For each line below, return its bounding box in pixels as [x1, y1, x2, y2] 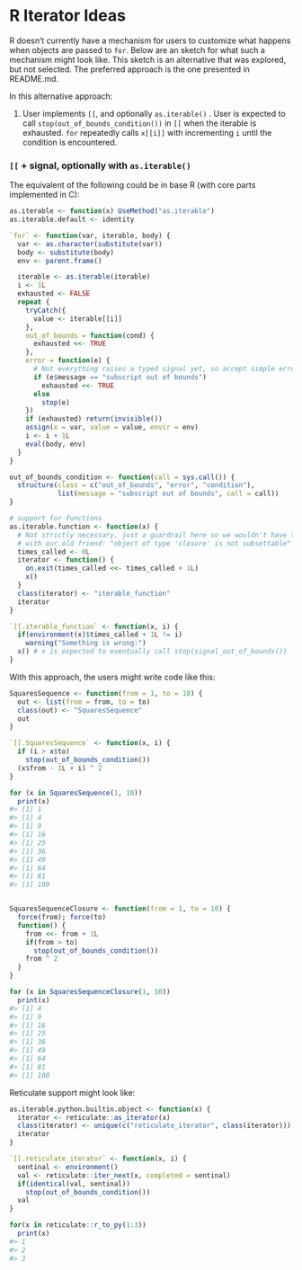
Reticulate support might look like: [9, 1087, 136, 1097]
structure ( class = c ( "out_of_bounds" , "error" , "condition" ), [17, 481, 255, 490]
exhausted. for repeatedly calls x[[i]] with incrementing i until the [22, 127, 272, 138]
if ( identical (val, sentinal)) [17, 1179, 130, 1188]
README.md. [9, 73, 59, 84]
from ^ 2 [25, 955, 58, 964]
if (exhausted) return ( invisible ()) [25, 414, 164, 423]
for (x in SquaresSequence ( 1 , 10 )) [9, 788, 143, 797]
